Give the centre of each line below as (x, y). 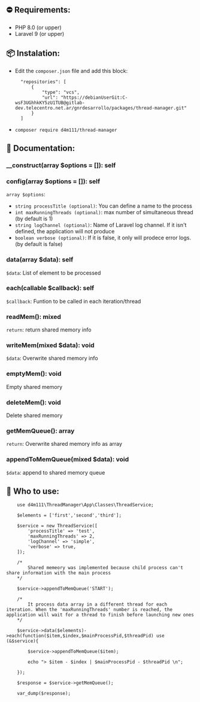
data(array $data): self (40, 260)
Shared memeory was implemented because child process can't (106, 568)
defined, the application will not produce (65, 232)
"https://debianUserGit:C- (94, 98)
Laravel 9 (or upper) (40, 34)
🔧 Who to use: (33, 491)
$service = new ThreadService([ (57, 526)
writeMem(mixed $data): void (50, 345)
